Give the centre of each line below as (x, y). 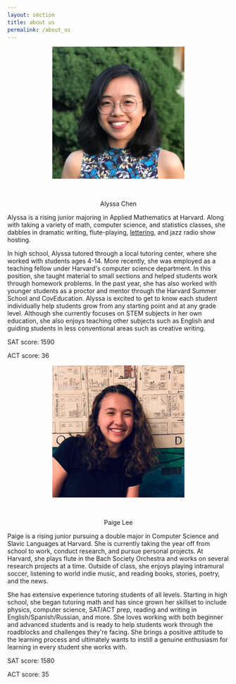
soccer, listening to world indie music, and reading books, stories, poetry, (114, 573)
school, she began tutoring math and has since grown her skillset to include (117, 602)
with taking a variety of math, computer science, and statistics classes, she (116, 225)
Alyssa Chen (118, 204)
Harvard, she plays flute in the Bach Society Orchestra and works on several (118, 559)
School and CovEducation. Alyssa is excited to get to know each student (112, 299)
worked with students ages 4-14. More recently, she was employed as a (112, 261)
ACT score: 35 (28, 674)
